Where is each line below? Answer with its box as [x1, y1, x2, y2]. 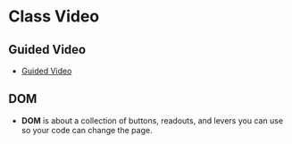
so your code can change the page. [21, 124, 153, 135]
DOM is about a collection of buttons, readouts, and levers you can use [21, 114, 283, 126]
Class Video [8, 6, 100, 27]
